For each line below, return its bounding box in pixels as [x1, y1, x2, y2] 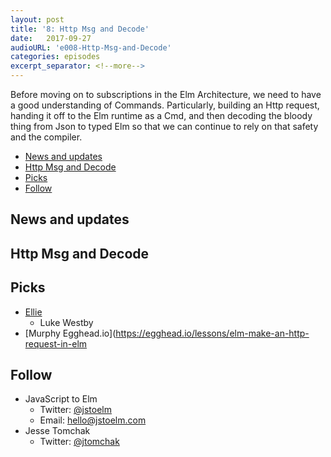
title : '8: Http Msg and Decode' [10, 24, 150, 34]
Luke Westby [39, 316, 94, 328]
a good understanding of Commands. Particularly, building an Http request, [10, 99, 320, 111]
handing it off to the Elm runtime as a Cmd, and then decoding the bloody [10, 110, 313, 121]
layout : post [10, 14, 65, 25]
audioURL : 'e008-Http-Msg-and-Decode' [10, 42, 172, 53]
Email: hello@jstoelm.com [39, 414, 147, 426]
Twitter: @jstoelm [39, 404, 112, 416]
